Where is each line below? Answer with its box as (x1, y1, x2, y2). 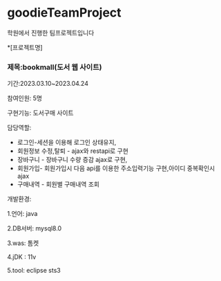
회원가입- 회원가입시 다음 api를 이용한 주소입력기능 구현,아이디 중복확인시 (17, 164, 215, 172)
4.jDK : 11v (7, 253, 37, 261)
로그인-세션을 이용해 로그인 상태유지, (17, 138, 117, 147)
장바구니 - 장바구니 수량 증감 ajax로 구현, (17, 156, 128, 164)
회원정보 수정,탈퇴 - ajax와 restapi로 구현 (17, 147, 129, 155)
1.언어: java (7, 210, 38, 218)
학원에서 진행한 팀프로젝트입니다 (7, 28, 95, 37)
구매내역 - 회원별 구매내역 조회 (17, 180, 100, 188)
